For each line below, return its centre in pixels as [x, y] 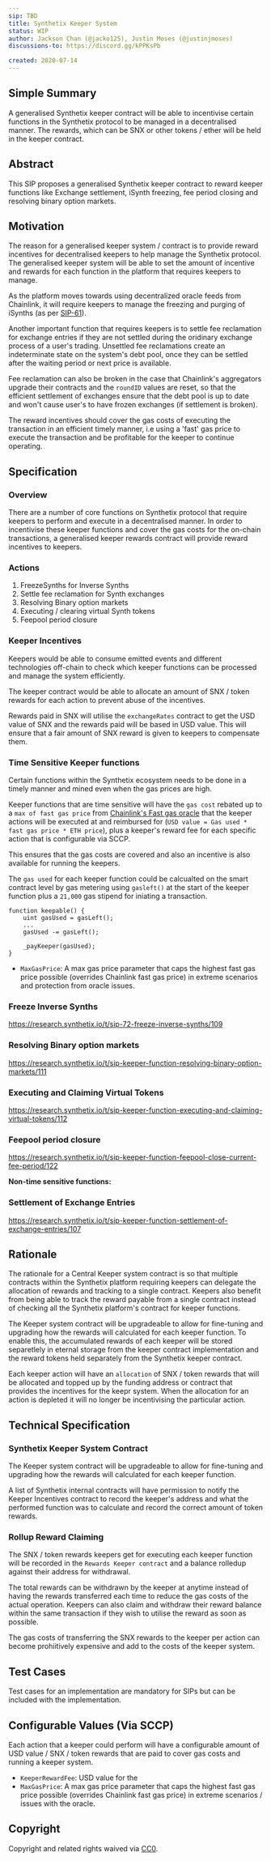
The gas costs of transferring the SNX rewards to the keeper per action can [134, 1637]
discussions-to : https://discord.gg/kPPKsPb [85, 46]
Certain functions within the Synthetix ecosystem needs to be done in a [127, 780]
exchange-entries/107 [45, 1229]
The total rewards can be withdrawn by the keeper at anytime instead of [129, 1587]
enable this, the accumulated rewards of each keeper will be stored [121, 1341]
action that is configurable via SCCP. [70, 839]
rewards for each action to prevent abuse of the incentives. [107, 700]
